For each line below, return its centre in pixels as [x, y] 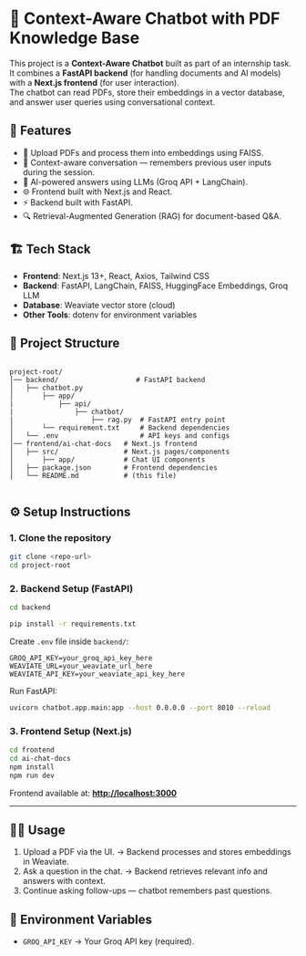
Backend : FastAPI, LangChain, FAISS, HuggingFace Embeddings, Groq [155, 286]
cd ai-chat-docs [40, 758]
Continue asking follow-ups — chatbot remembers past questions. [147, 891]
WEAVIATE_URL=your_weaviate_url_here [81, 666]
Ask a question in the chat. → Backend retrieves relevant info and [145, 871]
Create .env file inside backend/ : [69, 641]
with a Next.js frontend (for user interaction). [94, 82]
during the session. [59, 171]
